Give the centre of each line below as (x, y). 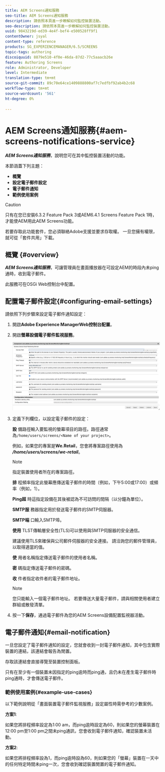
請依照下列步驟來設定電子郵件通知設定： (46, 314)
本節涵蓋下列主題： (25, 166)
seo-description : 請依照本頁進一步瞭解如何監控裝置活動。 (58, 26)
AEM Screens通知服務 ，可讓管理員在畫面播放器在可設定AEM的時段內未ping (82, 268)
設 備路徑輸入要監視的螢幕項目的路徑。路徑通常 (60, 429)
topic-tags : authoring (28, 52)
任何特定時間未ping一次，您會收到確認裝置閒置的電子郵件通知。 (74, 764)
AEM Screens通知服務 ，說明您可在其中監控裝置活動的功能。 (67, 156)
